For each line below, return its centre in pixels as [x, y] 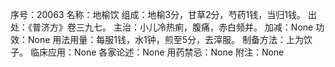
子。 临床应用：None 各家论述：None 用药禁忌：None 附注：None [147, 52]
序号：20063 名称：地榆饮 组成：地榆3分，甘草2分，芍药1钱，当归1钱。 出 [163, 14]
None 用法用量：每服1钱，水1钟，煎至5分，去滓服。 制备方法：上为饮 [170, 39]
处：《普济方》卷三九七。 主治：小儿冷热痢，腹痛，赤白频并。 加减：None [162, 27]
